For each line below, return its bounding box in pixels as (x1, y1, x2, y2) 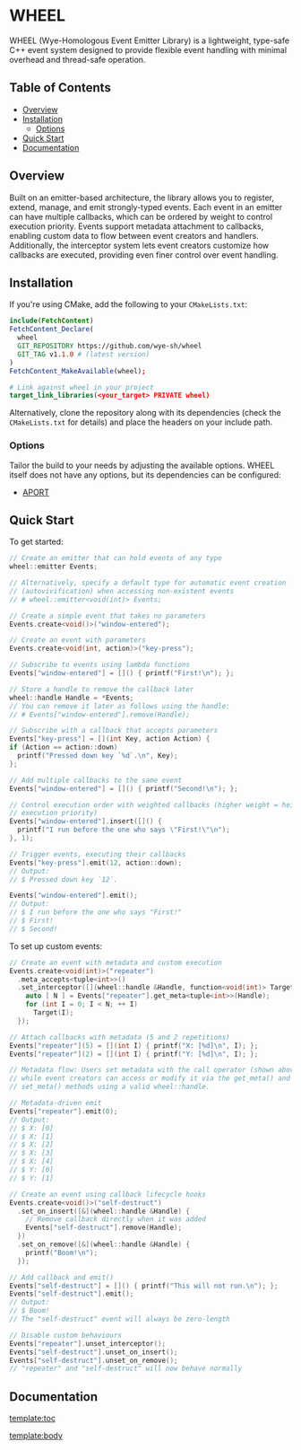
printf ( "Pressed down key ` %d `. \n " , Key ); (17, 751, 178, 760)
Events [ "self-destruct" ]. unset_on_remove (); (9, 1356, 178, 1365)
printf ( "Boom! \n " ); (25, 1248, 99, 1257)
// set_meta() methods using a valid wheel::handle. (9, 1083, 211, 1092)
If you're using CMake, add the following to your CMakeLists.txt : (9, 299, 248, 310)
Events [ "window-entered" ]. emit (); (9, 891, 139, 901)
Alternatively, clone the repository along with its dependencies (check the (9, 408, 281, 418)
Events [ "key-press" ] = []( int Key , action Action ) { (9, 734, 211, 743)
